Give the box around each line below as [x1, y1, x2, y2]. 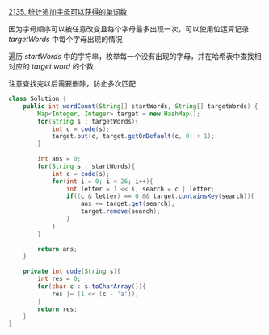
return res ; [37, 305, 78, 313]
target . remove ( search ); [80, 207, 161, 216]
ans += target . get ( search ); [80, 200, 175, 208]
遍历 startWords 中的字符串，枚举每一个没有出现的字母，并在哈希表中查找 [8, 52, 254, 61]
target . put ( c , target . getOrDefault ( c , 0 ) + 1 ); [51, 132, 216, 140]
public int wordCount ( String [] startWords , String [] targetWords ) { [23, 102, 258, 111]
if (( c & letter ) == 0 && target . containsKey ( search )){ [65, 192, 254, 200]
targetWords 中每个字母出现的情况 [8, 35, 123, 44]
